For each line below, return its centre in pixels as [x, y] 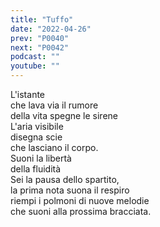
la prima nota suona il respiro [70, 190]
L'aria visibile [37, 126]
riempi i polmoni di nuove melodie [80, 200]
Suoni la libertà [41, 158]
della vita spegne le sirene [64, 115]
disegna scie [36, 137]
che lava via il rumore [54, 105]
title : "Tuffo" [42, 19]
